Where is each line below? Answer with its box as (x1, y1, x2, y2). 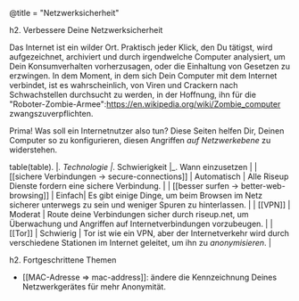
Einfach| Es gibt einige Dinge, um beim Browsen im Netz (55, 191, 263, 200)
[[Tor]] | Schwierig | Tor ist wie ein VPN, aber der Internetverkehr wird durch (9, 228, 290, 239)
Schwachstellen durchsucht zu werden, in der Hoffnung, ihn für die (9, 89, 257, 100)
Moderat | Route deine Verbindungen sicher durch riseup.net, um (9, 209, 249, 219)
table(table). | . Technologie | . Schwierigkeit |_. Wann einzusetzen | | (9, 162, 257, 172)
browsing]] (9, 191, 50, 200)
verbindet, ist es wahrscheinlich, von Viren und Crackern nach (9, 80, 238, 90)
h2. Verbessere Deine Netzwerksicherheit (9, 25, 163, 35)
